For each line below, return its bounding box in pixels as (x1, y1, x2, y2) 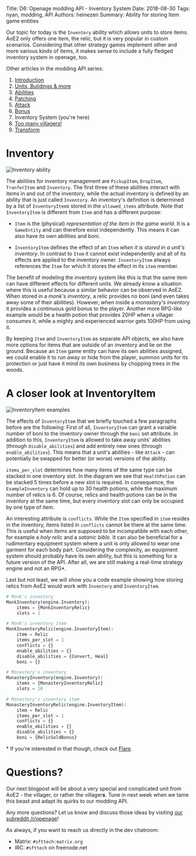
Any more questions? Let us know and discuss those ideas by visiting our (6, 809, 183, 816)
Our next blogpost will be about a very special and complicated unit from (6, 785, 182, 792)
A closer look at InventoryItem (6, 387, 156, 400)
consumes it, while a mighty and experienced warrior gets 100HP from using (6, 317, 191, 324)
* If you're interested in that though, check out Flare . (6, 745, 133, 752)
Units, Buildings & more (14, 83, 71, 90)
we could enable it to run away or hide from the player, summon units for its (6, 354, 188, 361)
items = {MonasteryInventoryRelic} (16, 680, 104, 687)
